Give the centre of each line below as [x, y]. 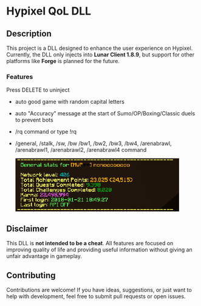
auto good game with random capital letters [70, 102]
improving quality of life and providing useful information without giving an [99, 250]
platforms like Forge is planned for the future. [63, 61]
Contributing [31, 275]
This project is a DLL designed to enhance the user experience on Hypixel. [100, 48]
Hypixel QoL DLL [49, 11]
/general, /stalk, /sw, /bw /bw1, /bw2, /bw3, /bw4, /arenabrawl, [93, 143]
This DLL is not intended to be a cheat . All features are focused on [90, 243]
